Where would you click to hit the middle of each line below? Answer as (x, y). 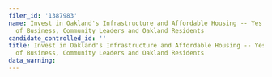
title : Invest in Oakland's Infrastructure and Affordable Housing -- (130, 46)
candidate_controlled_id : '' (57, 38)
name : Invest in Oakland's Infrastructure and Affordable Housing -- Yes (136, 23)
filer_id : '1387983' (43, 16)
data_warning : (32, 61)
